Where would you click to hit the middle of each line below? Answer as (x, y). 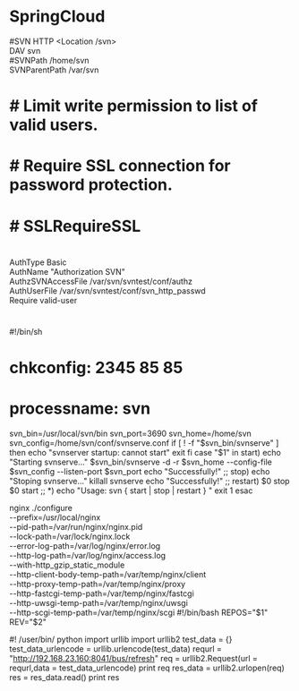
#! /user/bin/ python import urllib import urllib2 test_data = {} (121, 639)
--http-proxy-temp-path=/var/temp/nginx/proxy (98, 584)
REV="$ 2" (28, 622)
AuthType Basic (38, 262)
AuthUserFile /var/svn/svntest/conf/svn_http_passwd (107, 290)
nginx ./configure (41, 508)
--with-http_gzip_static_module (67, 565)
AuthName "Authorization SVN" (67, 271)
